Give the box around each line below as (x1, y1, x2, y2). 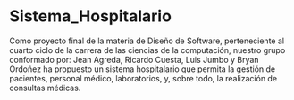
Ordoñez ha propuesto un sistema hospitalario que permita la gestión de (9, 64, 276, 74)
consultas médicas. (9, 82, 81, 93)
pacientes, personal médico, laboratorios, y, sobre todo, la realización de (9, 73, 278, 83)
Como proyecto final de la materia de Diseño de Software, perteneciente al (9, 35, 284, 46)
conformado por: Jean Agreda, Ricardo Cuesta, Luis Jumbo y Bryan (9, 54, 259, 65)
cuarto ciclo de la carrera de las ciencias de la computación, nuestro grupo (9, 44, 286, 55)
